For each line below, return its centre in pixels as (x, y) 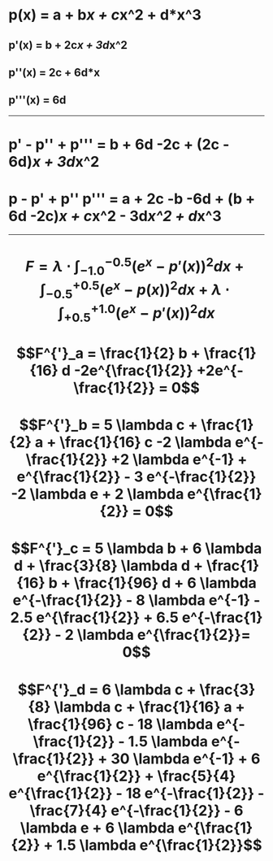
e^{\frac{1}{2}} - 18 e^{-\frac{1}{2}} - (136, 793)
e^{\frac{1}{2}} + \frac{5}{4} (136, 776)
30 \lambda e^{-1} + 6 (186, 759)
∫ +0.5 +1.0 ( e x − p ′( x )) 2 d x (136, 313)
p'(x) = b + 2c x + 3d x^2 (68, 45)
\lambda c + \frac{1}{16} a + (149, 707)
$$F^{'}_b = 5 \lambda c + (108, 425)
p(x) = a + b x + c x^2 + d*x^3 (105, 15)
